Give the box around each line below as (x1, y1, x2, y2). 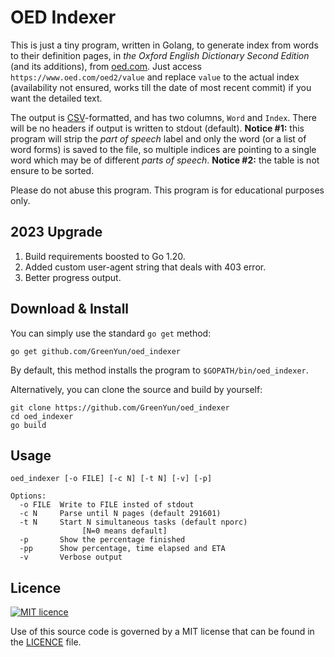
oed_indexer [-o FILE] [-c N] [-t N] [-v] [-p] (10, 474, 213, 484)
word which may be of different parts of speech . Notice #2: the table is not (10, 154, 320, 166)
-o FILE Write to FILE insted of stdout (19, 500, 195, 510)
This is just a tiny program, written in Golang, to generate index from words (10, 39, 319, 51)
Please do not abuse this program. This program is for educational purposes (10, 184, 325, 196)
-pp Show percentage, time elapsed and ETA (19, 544, 226, 554)
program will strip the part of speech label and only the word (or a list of (10, 132, 307, 145)
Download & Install (10, 301, 130, 318)
